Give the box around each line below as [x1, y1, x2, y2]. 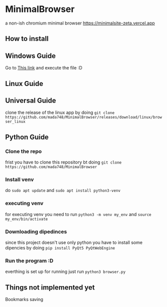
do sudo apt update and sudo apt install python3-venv [5, 187, 121, 193]
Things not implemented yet [5, 283, 95, 291]
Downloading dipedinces [5, 228, 67, 235]
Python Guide [5, 132, 49, 141]
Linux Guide [5, 79, 43, 88]
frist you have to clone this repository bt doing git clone [5, 159, 121, 165]
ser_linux [5, 119, 26, 124]
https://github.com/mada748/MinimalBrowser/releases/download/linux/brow [5, 115, 162, 120]
